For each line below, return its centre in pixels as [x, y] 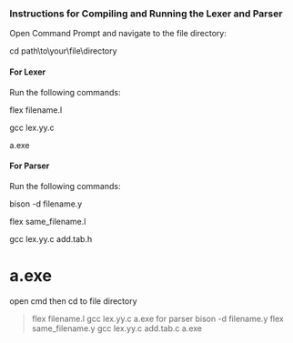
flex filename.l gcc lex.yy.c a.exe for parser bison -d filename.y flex [157, 318]
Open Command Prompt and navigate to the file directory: [118, 34]
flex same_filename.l [48, 221]
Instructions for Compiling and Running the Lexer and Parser [146, 14]
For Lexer [28, 72]
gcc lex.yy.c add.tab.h [51, 238]
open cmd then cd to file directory [74, 301]
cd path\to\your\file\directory [63, 51]
